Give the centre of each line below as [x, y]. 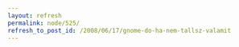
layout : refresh [35, 16]
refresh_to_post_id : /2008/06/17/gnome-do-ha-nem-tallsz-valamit [119, 30]
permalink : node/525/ [44, 23]
